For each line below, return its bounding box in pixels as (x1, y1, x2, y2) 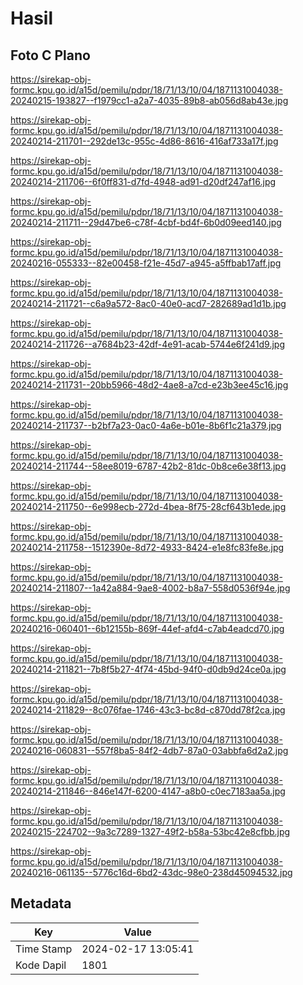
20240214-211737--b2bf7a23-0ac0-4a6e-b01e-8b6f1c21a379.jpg (10, 420, 282, 431)
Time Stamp (15, 942, 73, 956)
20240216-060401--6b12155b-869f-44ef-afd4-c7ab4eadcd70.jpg (10, 623, 285, 634)
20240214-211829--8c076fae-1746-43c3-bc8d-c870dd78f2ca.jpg (10, 704, 286, 716)
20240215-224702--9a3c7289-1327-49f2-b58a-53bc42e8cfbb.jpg (10, 826, 291, 837)
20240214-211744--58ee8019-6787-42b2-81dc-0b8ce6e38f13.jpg (10, 460, 287, 472)
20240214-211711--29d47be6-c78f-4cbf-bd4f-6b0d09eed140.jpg (10, 217, 282, 228)
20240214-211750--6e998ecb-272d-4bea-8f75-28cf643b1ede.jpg (10, 501, 287, 512)
